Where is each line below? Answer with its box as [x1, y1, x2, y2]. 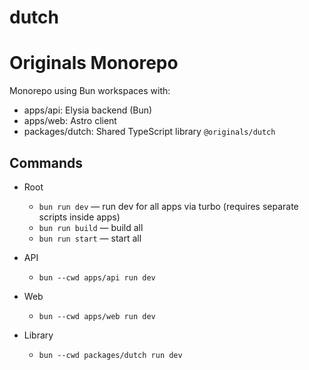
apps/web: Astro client [23, 115, 117, 127]
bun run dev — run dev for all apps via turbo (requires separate [38, 200, 299, 212]
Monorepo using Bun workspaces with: [9, 85, 171, 97]
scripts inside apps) [38, 211, 121, 223]
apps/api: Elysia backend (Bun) [23, 104, 153, 116]
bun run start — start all [38, 232, 142, 244]
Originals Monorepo [9, 52, 179, 75]
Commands [9, 154, 84, 171]
